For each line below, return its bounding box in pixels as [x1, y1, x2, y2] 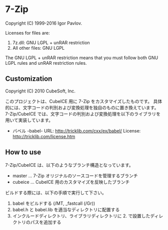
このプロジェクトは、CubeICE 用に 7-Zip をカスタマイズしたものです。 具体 [5, 98, 162, 104]
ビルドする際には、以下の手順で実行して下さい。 [5, 189, 107, 195]
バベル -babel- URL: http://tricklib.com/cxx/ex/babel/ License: [12, 128, 141, 134]
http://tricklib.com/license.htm [12, 133, 75, 139]
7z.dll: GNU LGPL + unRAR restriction [12, 39, 90, 46]
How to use [5, 148, 41, 157]
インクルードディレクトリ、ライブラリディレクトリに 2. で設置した [12, 212, 151, 219]
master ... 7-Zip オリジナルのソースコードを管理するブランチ [12, 172, 138, 179]
